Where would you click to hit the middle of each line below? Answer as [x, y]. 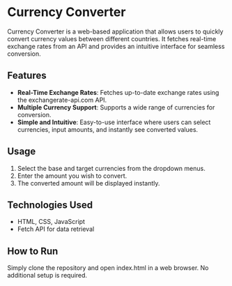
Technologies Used [50, 205]
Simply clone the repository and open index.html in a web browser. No [108, 268]
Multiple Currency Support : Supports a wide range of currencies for [116, 107]
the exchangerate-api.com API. [62, 100]
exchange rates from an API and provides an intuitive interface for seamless [116, 46]
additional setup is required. [47, 276]
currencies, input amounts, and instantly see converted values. [108, 129]
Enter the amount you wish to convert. [72, 176]
